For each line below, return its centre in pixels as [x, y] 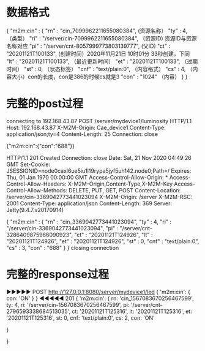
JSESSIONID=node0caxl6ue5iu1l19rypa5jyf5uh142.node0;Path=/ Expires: [99, 171]
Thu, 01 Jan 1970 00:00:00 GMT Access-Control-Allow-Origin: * [87, 177]
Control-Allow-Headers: [36, 184]
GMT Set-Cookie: [28, 164]
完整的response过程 [58, 275]
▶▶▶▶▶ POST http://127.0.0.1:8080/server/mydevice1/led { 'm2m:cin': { [99, 292]
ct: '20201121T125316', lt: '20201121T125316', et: [132, 311]
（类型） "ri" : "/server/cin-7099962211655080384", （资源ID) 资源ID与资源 [102, 38]
